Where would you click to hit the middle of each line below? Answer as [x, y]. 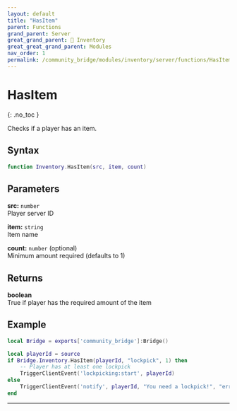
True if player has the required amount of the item [79, 302]
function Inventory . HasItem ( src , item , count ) [77, 167]
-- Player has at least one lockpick [75, 367]
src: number [24, 206]
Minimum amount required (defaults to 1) [66, 256]
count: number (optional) [42, 248]
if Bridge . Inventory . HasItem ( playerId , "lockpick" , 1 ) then [98, 360]
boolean [20, 295]
